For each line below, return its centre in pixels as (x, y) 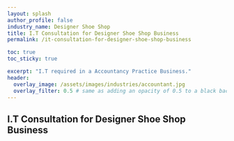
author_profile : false (40, 20)
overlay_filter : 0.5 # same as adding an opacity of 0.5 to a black (115, 91)
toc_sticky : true (32, 59)
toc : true (22, 52)
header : (18, 77)
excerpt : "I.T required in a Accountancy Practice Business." (99, 71)
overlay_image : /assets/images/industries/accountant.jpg (100, 84)
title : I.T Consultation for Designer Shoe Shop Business (93, 33)
